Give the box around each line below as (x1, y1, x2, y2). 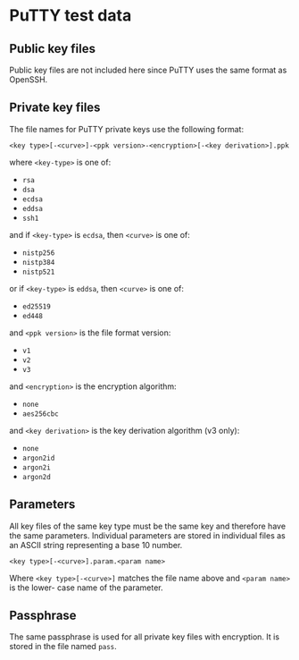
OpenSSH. (9, 74, 48, 85)
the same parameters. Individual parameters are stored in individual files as (9, 529, 286, 541)
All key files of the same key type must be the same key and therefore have (9, 520, 287, 531)
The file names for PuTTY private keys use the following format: (9, 123, 244, 134)
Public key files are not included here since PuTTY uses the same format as (9, 64, 287, 75)
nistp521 (21, 267, 55, 276)
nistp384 (21, 258, 55, 267)
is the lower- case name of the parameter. (9, 582, 163, 593)
